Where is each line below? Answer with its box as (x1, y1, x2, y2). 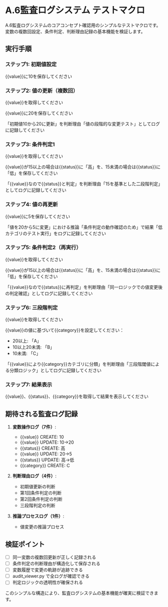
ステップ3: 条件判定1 (5, 141, 55, 148)
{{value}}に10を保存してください (5, 73, 72, 79)
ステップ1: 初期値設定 (5, 61, 57, 68)
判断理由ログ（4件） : (12, 473, 57, 479)
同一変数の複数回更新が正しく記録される (12, 554, 96, 560)
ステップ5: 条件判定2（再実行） (5, 244, 82, 251)
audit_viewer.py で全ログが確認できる (12, 573, 90, 579)
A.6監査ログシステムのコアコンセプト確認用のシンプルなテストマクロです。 (5, 22, 161, 28)
